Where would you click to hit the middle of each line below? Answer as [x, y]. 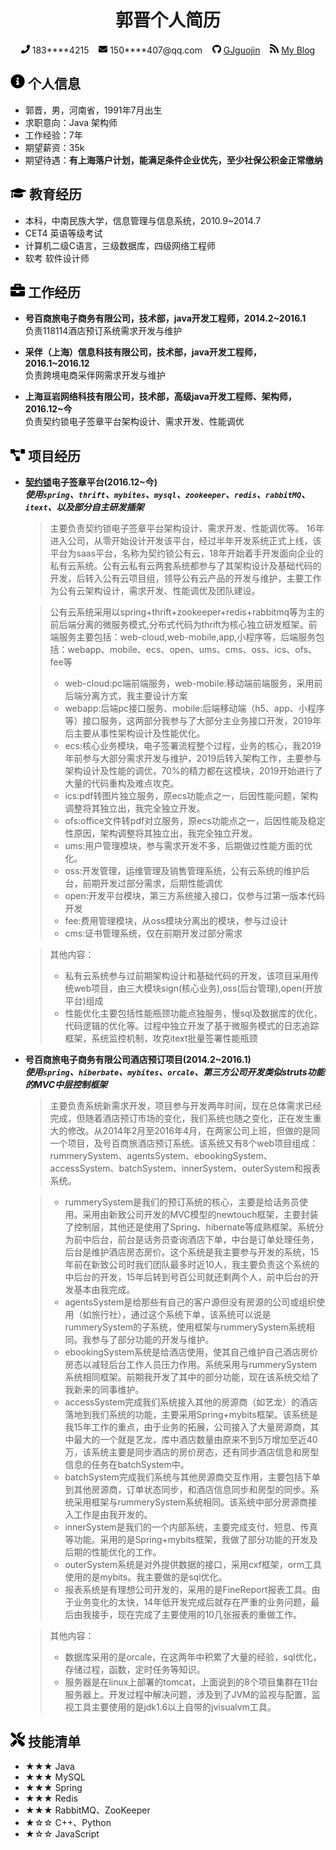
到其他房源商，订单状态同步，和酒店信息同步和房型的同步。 [187, 1490]
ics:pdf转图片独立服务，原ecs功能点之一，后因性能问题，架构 [191, 796]
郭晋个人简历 [167, 20]
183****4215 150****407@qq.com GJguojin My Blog [173, 50]
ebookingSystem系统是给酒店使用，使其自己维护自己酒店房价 [191, 1352]
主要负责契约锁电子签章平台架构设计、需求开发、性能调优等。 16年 [187, 528]
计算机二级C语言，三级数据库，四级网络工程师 [120, 245]
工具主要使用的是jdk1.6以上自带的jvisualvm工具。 [175, 1707]
